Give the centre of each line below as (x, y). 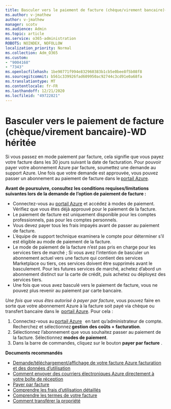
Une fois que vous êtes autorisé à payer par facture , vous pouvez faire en (83, 301)
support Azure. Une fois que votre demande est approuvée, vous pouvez (82, 173)
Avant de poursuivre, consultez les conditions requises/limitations (77, 188)
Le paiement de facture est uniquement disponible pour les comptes (84, 215)
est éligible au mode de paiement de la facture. (62, 242)
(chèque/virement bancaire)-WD (76, 132)
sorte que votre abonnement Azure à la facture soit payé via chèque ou (80, 306)
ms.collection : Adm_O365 (32, 53)
